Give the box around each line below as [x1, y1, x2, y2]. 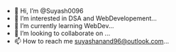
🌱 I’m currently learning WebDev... [13, 22, 114, 30]
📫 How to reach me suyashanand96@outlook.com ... [13, 37, 169, 45]
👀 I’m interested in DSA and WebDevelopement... [13, 14, 158, 22]
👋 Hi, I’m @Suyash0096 [13, 7, 84, 15]
